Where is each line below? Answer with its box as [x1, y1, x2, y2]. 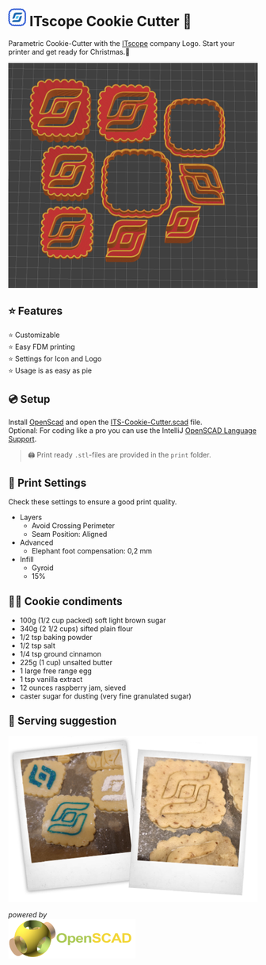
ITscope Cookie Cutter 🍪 [28, 13, 192, 31]
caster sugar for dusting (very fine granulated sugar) [19, 691, 192, 701]
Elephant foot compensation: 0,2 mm [31, 546, 153, 556]
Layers [19, 512, 42, 523]
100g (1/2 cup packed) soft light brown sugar [19, 615, 166, 625]
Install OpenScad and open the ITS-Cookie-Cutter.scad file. [8, 417, 203, 427]
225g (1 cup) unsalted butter [19, 657, 113, 667]
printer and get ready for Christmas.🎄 [8, 47, 131, 56]
